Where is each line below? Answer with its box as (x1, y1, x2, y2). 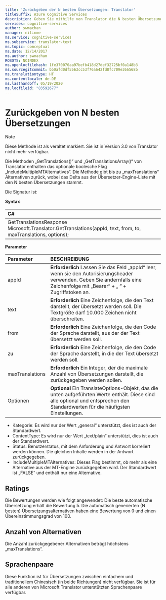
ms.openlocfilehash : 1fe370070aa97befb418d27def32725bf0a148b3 (5, 62, 138, 67)
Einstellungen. (50, 410, 83, 417)
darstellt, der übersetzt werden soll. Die (50, 303, 142, 310)
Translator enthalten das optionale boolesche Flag (5, 164, 107, 170)
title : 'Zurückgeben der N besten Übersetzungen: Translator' (5, 7, 136, 12)
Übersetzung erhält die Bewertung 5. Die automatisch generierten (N (5, 503, 146, 509)
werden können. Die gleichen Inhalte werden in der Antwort (12, 449, 134, 455)
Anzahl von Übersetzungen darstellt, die (50, 370, 144, 377)
